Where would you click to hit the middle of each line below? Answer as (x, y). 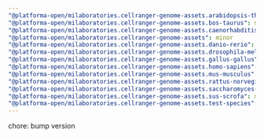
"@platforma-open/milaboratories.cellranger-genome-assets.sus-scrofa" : (130, 96)
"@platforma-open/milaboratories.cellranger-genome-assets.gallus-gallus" (133, 60)
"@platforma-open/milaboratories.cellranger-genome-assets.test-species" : (133, 103)
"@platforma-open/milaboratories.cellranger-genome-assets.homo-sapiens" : (133, 67)
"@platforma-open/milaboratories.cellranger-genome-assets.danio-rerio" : (132, 45)
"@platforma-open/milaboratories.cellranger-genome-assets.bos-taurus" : (130, 23)
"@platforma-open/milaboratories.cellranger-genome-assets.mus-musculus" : (133, 74)
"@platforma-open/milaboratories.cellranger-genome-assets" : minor (121, 37)
